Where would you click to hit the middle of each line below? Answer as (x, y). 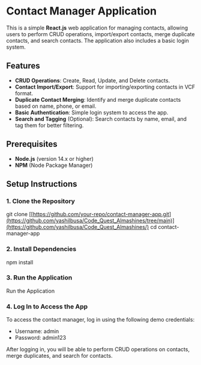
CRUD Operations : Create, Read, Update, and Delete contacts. (92, 80)
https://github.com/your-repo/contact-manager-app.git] (102, 214)
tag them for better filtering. (49, 125)
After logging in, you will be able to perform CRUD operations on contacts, (98, 349)
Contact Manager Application (82, 11)
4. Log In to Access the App (47, 307)
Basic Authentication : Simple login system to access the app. (91, 112)
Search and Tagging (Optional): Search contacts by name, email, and (101, 119)
